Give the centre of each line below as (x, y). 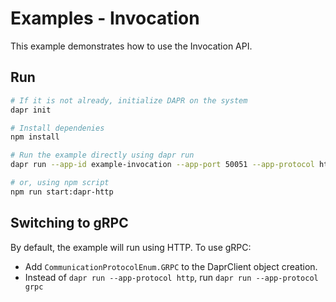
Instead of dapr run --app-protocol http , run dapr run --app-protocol (171, 277)
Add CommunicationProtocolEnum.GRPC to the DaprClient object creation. (171, 266)
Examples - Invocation (105, 18)
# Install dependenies (57, 128)
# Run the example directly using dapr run (102, 155)
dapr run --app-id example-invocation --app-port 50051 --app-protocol (162, 165)
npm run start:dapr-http (62, 192)
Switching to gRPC (69, 223)
